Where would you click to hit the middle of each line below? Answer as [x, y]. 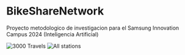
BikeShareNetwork [55, 11]
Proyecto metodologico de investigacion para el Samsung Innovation [93, 28]
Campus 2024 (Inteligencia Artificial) [53, 34]
